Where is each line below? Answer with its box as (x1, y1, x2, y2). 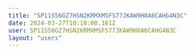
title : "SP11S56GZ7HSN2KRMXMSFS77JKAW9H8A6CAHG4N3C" (8, 11, 188, 20)
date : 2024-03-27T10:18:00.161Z (8, 19, 116, 27)
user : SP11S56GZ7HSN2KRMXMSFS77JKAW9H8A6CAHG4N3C (8, 26, 177, 34)
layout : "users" (8, 33, 62, 42)
